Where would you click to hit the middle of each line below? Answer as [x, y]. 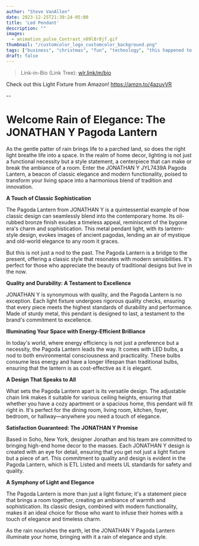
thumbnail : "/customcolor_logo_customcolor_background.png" [82, 45]
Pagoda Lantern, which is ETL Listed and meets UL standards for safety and [99, 464]
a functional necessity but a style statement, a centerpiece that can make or [99, 161]
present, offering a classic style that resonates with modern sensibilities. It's [99, 259]
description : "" [26, 28]
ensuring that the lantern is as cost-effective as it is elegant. [79, 368]
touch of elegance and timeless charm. [54, 519]
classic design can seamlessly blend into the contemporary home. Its [91, 216]
